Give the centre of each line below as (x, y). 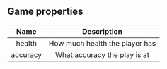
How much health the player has (102, 43)
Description (102, 31)
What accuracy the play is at (103, 54)
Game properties (45, 12)
